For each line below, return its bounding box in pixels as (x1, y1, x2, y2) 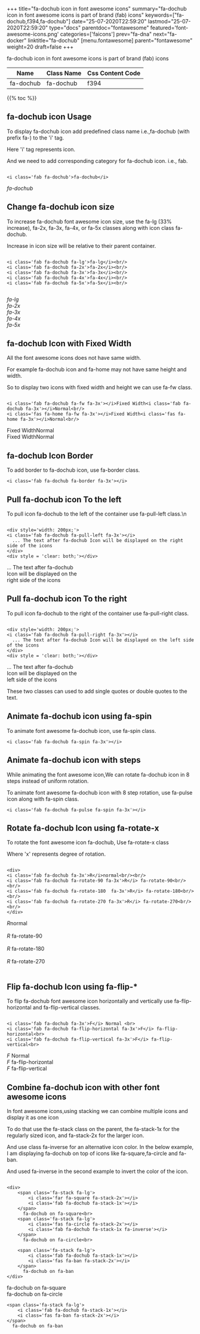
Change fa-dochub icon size (7, 202, 115, 212)
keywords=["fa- (144, 11, 184, 19)
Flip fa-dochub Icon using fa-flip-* (7, 981, 138, 992)
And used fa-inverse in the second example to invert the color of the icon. (7, 1168, 189, 1175)
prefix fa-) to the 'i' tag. (7, 134, 64, 141)
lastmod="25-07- (147, 18, 191, 25)
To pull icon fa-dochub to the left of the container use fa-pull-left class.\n (7, 510, 187, 517)
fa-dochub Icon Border (7, 450, 94, 460)
